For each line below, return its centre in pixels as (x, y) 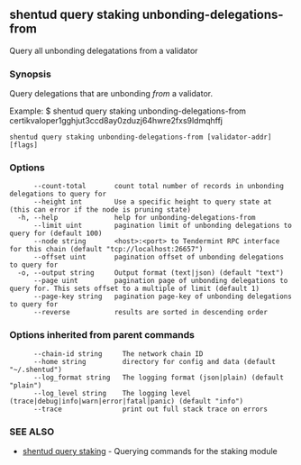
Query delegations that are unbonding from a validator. (111, 94)
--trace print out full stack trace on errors (150, 409)
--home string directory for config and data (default (155, 361)
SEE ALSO (32, 432)
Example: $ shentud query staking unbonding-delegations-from (128, 111)
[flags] (24, 145)
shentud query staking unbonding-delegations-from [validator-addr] (141, 137)
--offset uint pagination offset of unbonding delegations (158, 257)
